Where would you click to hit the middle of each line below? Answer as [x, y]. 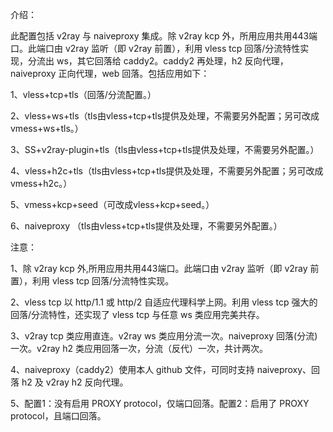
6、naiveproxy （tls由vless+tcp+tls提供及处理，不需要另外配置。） [146, 226]
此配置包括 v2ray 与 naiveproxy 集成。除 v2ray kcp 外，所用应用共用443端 [164, 36]
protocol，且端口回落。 [58, 416]
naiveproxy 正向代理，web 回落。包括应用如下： [110, 73]
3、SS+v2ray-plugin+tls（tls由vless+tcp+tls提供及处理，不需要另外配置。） [165, 149]
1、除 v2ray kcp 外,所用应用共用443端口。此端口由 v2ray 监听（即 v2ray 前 [165, 268]
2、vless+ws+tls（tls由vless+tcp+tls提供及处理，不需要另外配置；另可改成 [165, 116]
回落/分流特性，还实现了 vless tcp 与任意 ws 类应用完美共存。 [137, 314]
